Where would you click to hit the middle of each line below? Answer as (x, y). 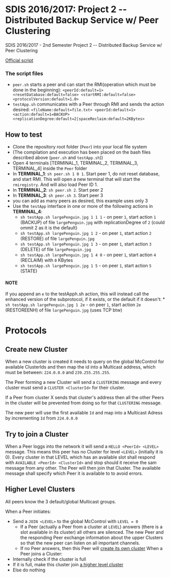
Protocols (26, 331)
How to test (24, 134)
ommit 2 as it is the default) (49, 228)
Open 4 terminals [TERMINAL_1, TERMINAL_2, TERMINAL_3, (75, 163)
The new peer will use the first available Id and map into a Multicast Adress (84, 413)
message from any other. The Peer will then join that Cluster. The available (83, 468)
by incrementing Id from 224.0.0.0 (41, 418)
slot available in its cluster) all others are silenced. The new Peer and (92, 532)
